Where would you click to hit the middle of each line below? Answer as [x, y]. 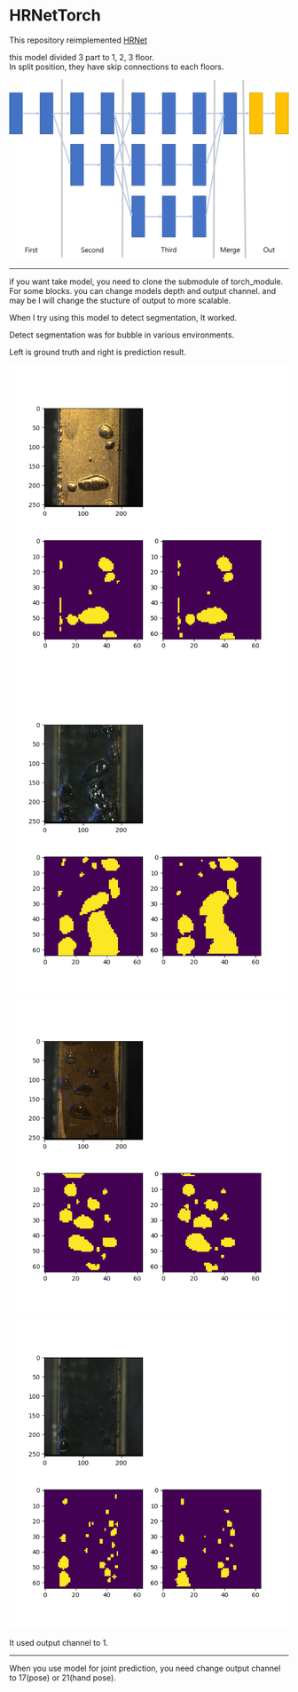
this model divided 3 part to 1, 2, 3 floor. [82, 57]
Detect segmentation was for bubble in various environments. [122, 335]
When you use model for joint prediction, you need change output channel [145, 1668]
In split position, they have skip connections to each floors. [117, 67]
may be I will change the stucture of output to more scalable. [120, 301]
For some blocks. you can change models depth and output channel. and [143, 291]
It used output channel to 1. [59, 1643]
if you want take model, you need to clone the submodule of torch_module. [146, 282]
